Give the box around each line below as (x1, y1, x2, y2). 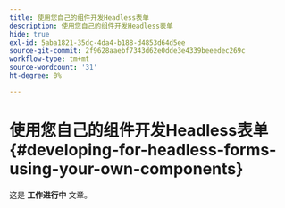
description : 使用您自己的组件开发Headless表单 (9, 21, 174, 30)
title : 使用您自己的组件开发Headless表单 (9, 12, 150, 22)
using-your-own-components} (9, 158, 244, 179)
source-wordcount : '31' (9, 63, 98, 72)
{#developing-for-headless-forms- (9, 139, 277, 160)
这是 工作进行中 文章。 (9, 189, 92, 200)
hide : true (9, 29, 50, 38)
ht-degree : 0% (9, 71, 63, 80)
